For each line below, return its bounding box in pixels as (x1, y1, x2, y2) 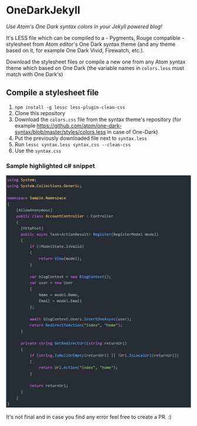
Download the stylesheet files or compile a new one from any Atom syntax (6, 58, 186, 65)
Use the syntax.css (14, 147, 62, 154)
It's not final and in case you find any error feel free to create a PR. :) (6, 414, 172, 421)
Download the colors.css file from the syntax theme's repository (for (14, 116, 182, 123)
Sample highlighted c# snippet (6, 162, 96, 170)
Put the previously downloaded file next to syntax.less (14, 135, 148, 142)
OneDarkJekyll (6, 4, 80, 17)
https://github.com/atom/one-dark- (36, 122, 122, 129)
